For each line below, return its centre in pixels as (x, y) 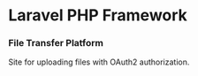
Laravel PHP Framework (98, 15)
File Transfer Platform (56, 43)
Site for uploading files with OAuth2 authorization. (99, 62)
